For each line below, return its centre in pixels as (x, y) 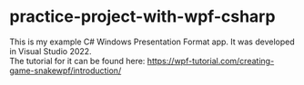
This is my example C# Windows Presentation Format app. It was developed (152, 42)
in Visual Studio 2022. (51, 51)
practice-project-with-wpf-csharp (142, 17)
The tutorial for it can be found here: (77, 61)
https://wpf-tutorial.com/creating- (211, 61)
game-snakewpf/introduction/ (66, 71)
